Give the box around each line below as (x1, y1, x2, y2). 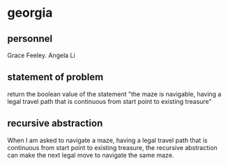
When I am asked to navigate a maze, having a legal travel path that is (7, 136, 208, 144)
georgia (7, 5, 53, 21)
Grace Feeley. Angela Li (7, 51, 75, 59)
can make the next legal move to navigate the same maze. (7, 151, 174, 159)
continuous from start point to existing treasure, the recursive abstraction (7, 143, 218, 151)
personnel (7, 33, 53, 45)
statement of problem (7, 71, 104, 83)
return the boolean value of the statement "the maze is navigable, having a (7, 89, 222, 98)
